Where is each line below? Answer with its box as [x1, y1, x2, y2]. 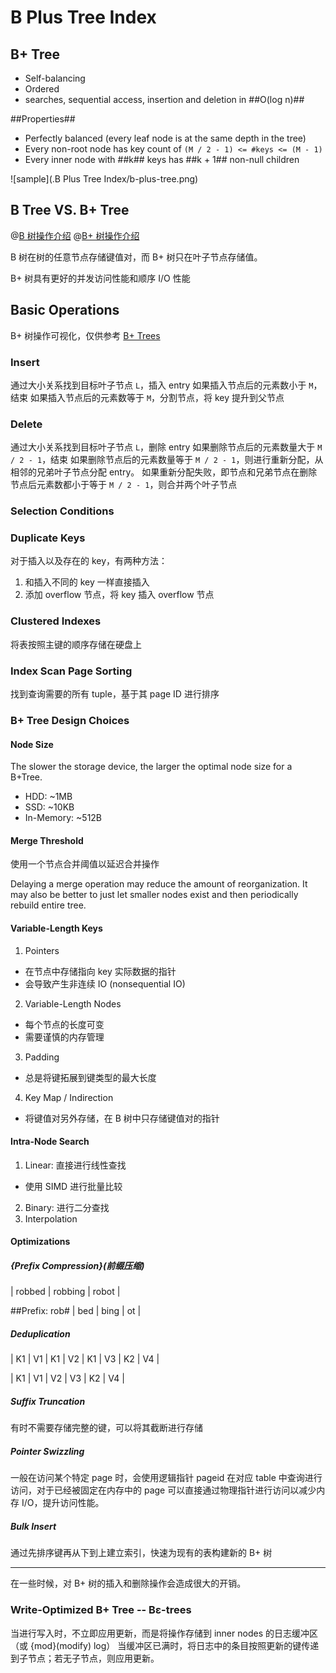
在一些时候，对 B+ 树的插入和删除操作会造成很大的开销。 [10, 1577, 247, 1590]
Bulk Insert [10, 1520, 57, 1532]
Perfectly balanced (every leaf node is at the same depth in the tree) [24, 132, 307, 144]
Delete [10, 417, 43, 431]
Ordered [24, 83, 60, 95]
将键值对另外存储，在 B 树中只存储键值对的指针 [24, 1112, 220, 1124]
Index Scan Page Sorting [10, 664, 133, 678]
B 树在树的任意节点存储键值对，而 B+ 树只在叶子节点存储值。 [10, 251, 263, 263]
